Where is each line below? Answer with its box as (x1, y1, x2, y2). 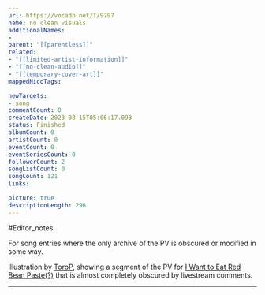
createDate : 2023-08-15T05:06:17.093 (8, 114, 132, 122)
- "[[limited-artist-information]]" (8, 56, 129, 64)
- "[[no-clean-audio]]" (8, 63, 87, 71)
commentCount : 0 (8, 106, 62, 114)
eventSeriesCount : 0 (8, 151, 77, 159)
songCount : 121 (8, 173, 58, 181)
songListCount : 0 (8, 165, 65, 174)
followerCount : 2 (8, 158, 65, 166)
